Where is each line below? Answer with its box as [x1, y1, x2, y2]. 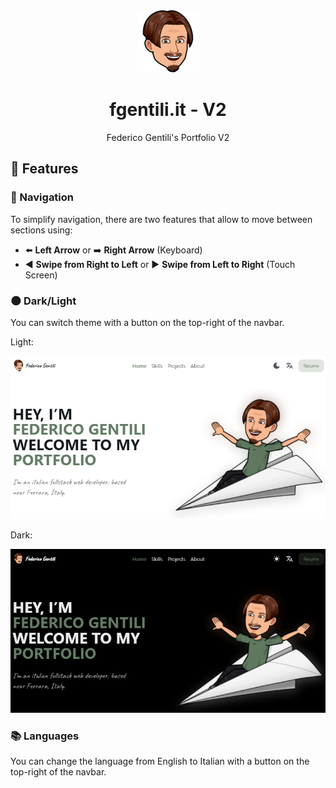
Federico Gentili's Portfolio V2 [106, 131, 230, 143]
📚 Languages [10, 729, 80, 743]
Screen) [24, 269, 58, 281]
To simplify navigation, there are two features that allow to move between [10, 213, 313, 225]
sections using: [10, 224, 73, 236]
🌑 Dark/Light [10, 294, 77, 308]
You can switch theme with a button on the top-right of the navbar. [10, 316, 285, 328]
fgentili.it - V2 [109, 99, 227, 121]
